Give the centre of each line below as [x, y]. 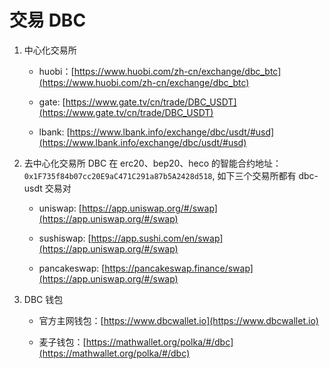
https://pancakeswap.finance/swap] [179, 268]
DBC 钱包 [43, 299]
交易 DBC [48, 20]
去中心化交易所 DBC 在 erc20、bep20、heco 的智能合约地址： [152, 163]
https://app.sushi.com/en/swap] [157, 238]
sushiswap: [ [65, 238]
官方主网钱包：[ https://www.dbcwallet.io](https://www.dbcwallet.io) [178, 320]
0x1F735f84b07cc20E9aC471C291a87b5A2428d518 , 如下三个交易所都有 [160, 175]
